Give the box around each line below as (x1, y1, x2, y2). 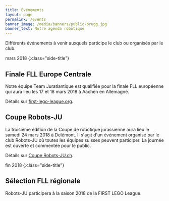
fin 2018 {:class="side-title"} (5, 162, 65, 168)
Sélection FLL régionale (5, 177, 81, 185)
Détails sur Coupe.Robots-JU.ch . (5, 152, 74, 158)
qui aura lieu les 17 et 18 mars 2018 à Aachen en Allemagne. (5, 88, 130, 94)
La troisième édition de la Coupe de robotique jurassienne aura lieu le (5, 126, 150, 132)
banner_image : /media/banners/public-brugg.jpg (5, 21, 107, 27)
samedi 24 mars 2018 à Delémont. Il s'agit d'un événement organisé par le (5, 132, 160, 138)
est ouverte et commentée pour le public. (5, 142, 91, 148)
